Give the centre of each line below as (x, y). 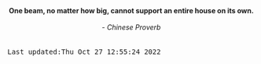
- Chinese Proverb (131, 27)
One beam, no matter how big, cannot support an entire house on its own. (131, 11)
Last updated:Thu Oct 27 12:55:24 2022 (84, 52)
